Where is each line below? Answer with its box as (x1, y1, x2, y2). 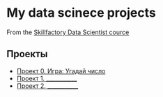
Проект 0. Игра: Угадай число (16, 66, 106, 75)
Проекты (6, 48, 48, 60)
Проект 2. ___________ (16, 82, 79, 90)
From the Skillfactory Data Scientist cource (6, 28, 130, 36)
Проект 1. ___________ (16, 74, 77, 82)
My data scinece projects (6, 5, 156, 21)
